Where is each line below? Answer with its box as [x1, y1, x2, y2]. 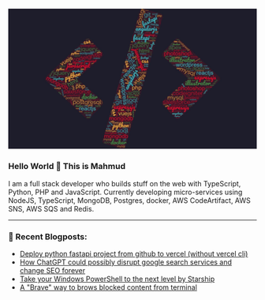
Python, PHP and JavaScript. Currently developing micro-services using [8, 187, 243, 197]
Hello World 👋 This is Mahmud [8, 161, 126, 172]
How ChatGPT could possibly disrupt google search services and [19, 257, 233, 267]
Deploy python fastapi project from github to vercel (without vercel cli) [19, 249, 248, 259]
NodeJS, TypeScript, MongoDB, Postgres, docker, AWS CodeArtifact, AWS [8, 195, 251, 205]
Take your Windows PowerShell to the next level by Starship [19, 274, 215, 284]
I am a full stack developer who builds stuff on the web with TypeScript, [8, 178, 241, 188]
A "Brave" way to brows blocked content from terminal [19, 283, 197, 292]
